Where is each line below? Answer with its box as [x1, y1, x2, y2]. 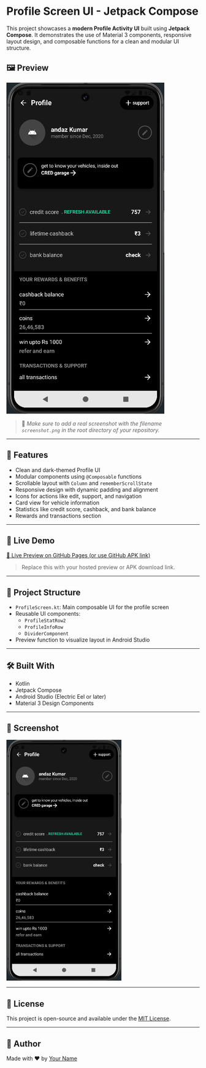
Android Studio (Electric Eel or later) [15, 693, 106, 700]
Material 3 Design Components [15, 699, 94, 707]
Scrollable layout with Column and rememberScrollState [15, 479, 152, 487]
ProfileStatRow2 [24, 618, 66, 624]
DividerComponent [24, 631, 69, 637]
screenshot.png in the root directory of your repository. [21, 426, 160, 434]
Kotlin [15, 680, 30, 687]
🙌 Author [6, 1039, 41, 1049]
